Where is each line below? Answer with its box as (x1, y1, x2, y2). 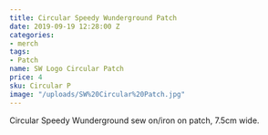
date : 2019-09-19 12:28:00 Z (9, 22, 120, 31)
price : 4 (9, 73, 43, 82)
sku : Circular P (9, 81, 71, 90)
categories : (9, 30, 55, 39)
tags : (9, 47, 30, 57)
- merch (9, 38, 39, 48)
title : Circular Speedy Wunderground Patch (9, 13, 178, 23)
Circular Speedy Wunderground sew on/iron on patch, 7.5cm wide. (9, 115, 260, 126)
